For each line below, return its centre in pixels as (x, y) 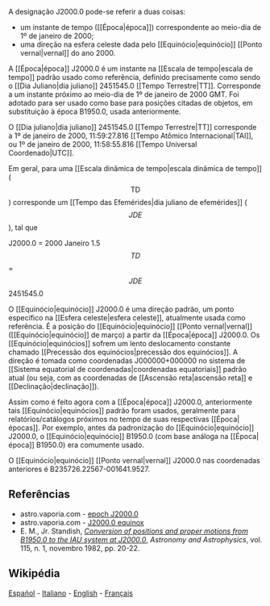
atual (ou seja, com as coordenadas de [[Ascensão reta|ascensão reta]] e (131, 378)
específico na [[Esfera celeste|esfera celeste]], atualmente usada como (127, 318)
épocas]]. (24, 428)
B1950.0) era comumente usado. (90, 445)
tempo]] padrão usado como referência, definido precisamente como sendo (134, 77)
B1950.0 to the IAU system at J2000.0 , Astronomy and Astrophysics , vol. (141, 539)
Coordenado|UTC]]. (42, 153)
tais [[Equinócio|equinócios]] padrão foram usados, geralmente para (122, 410)
